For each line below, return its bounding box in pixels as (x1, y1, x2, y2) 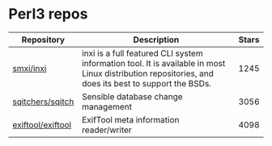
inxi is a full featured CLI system (82, 48, 204, 59)
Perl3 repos (8, 5, 88, 23)
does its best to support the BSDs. (82, 77, 212, 89)
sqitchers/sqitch (12, 96, 74, 107)
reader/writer (82, 124, 132, 136)
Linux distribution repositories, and (82, 68, 215, 79)
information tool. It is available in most (82, 57, 226, 69)
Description (133, 34, 180, 45)
